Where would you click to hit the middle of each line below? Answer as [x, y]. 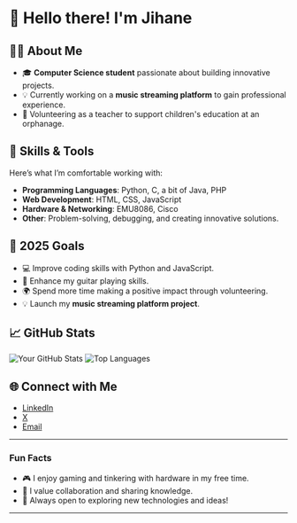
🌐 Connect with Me [63, 386]
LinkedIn [38, 408]
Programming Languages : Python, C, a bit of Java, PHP [124, 190]
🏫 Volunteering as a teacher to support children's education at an [141, 114]
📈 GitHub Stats [52, 333]
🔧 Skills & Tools [52, 151]
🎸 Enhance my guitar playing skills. [85, 281]
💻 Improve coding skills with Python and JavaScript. [118, 268]
